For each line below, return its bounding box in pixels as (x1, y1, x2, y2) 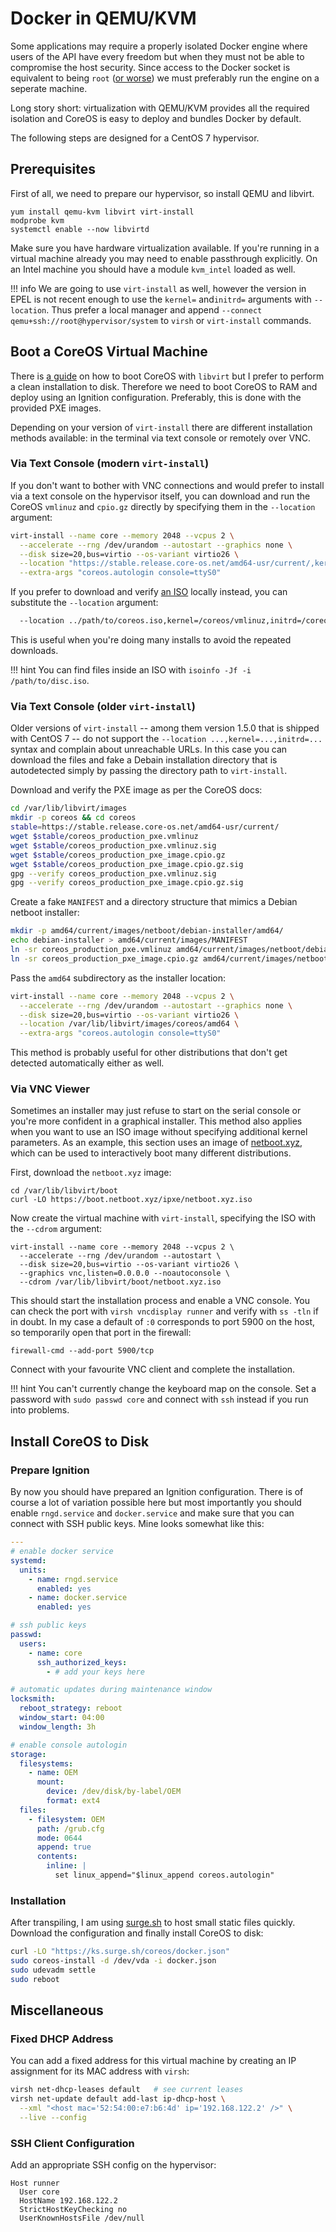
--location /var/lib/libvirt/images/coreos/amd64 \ (19, 1019, 240, 1029)
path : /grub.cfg (36, 1823, 105, 1834)
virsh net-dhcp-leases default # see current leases (10, 2085, 244, 2095)
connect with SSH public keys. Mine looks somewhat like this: (10, 1518, 265, 1530)
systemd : (10, 1555, 47, 1566)
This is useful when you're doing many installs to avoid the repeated (10, 634, 292, 646)
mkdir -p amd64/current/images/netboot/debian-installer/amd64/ (10, 926, 284, 936)
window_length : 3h (19, 1722, 97, 1732)
